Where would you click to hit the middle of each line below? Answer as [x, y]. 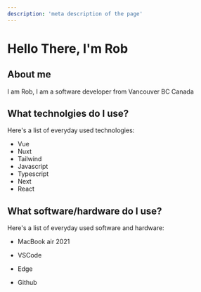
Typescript [33, 174]
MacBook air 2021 [44, 242]
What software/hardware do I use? [85, 211]
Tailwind [30, 159]
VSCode [30, 255]
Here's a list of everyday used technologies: [71, 130]
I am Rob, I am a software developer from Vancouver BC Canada [101, 91]
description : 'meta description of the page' [75, 14]
